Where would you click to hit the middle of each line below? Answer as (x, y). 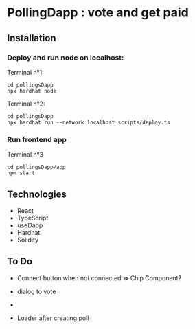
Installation (32, 38)
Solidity (28, 240)
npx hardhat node (32, 91)
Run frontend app (37, 139)
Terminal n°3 (25, 155)
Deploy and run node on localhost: (66, 58)
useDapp (30, 225)
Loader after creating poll (53, 318)
